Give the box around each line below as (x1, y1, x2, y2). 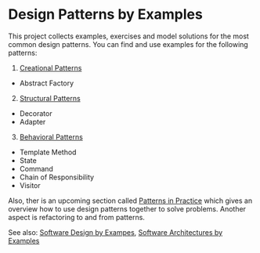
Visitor (19, 180, 41, 190)
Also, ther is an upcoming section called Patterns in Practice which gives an (8, 196, 253, 205)
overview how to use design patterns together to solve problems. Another (8, 204, 247, 213)
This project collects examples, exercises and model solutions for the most (8, 31, 249, 41)
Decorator (19, 108, 52, 118)
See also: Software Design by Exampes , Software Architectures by (8, 227, 223, 237)
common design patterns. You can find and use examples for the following (8, 39, 248, 49)
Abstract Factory (19, 78, 74, 88)
